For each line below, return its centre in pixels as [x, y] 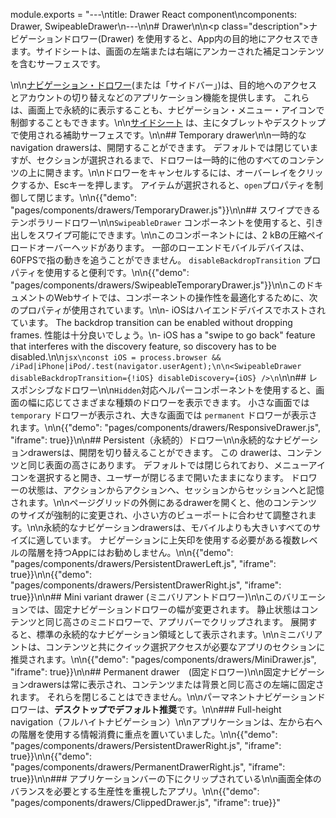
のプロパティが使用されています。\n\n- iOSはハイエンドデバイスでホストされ [168, 310]
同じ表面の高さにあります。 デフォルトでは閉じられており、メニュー [168, 465]
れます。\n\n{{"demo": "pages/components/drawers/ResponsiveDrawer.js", [166, 427]
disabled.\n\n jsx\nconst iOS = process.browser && [116, 357]
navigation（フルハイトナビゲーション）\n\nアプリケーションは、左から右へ [166, 722]
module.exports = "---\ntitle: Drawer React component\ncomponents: [154, 14]
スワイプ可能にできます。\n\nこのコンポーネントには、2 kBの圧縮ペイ [180, 235]
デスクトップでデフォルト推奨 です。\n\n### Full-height [168, 709]
